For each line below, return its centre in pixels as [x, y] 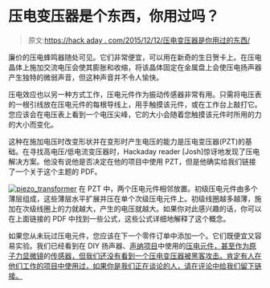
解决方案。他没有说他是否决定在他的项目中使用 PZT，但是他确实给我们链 [129, 161]
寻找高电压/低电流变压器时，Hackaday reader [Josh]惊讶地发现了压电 [145, 151]
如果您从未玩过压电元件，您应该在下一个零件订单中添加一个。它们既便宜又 [131, 235]
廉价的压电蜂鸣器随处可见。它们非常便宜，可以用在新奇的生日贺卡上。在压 [131, 57]
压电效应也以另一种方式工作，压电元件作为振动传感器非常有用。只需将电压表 [135, 94]
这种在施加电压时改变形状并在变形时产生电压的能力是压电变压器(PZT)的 [127, 141]
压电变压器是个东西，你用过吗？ [114, 16]
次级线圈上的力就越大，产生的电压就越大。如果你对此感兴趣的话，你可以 [142, 209]
